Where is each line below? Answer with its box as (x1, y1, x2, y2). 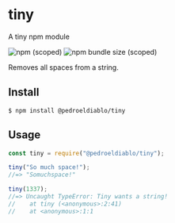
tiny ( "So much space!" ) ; (8, 163, 90, 171)
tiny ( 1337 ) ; (8, 185, 48, 194)
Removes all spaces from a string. (8, 62, 119, 72)
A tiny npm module (8, 32, 70, 41)
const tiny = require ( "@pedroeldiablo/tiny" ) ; (8, 149, 165, 157)
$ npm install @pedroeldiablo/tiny (8, 106, 126, 114)
